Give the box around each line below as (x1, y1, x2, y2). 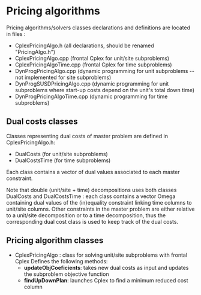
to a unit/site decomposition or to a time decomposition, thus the (6, 211, 166, 219)
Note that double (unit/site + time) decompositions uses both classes (6, 186, 177, 193)
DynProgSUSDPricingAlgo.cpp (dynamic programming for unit (14, 80, 169, 87)
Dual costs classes (6, 117, 78, 127)
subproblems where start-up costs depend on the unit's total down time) (14, 86, 195, 93)
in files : (6, 30, 26, 37)
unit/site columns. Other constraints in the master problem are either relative (6, 205, 195, 212)
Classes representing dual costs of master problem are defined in (6, 132, 168, 139)
